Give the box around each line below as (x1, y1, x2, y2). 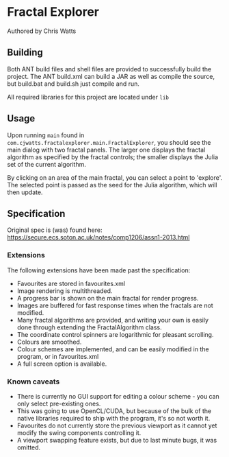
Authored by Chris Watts (7, 27, 77, 35)
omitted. (16, 443, 41, 452)
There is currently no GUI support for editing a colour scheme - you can (16, 392, 220, 400)
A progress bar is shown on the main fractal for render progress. (16, 294, 199, 302)
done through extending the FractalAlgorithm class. (16, 323, 162, 331)
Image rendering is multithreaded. (16, 286, 113, 295)
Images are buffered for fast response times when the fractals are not (16, 301, 213, 309)
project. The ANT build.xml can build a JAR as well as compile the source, (7, 72, 215, 80)
